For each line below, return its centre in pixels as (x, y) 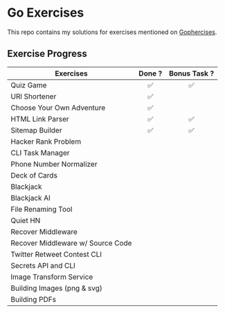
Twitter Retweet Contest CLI (56, 254)
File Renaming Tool (42, 209)
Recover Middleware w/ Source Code (71, 243)
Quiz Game (29, 85)
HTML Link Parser (40, 119)
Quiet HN (26, 220)
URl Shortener (34, 96)
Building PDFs (34, 299)
